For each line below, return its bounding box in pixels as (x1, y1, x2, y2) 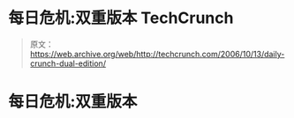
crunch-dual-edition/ (29, 58, 107, 69)
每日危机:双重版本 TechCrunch (8, 8, 234, 28)
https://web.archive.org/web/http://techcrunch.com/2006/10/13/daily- (29, 48, 285, 59)
